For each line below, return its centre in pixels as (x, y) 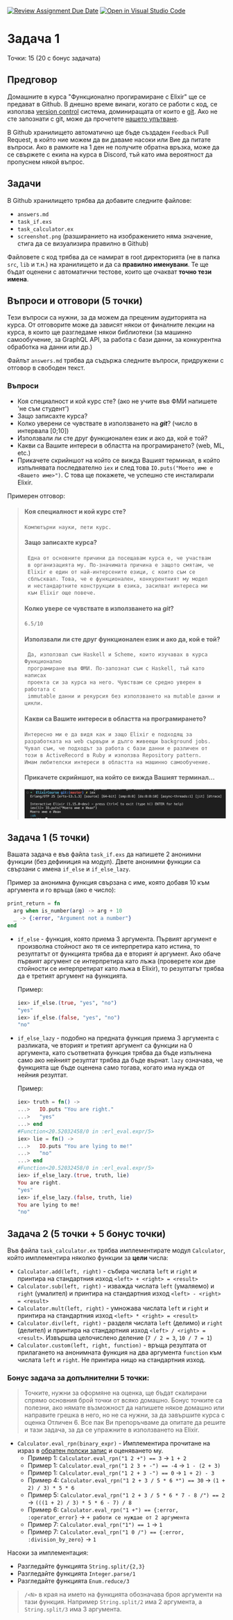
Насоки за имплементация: (48, 1553)
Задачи (24, 184)
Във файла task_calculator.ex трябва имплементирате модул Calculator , (116, 1250)
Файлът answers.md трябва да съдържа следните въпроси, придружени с (115, 361)
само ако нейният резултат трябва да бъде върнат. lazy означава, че (120, 1061)
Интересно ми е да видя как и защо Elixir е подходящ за (108, 734)
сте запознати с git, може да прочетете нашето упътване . (93, 119)
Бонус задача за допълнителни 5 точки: (78, 1378)
